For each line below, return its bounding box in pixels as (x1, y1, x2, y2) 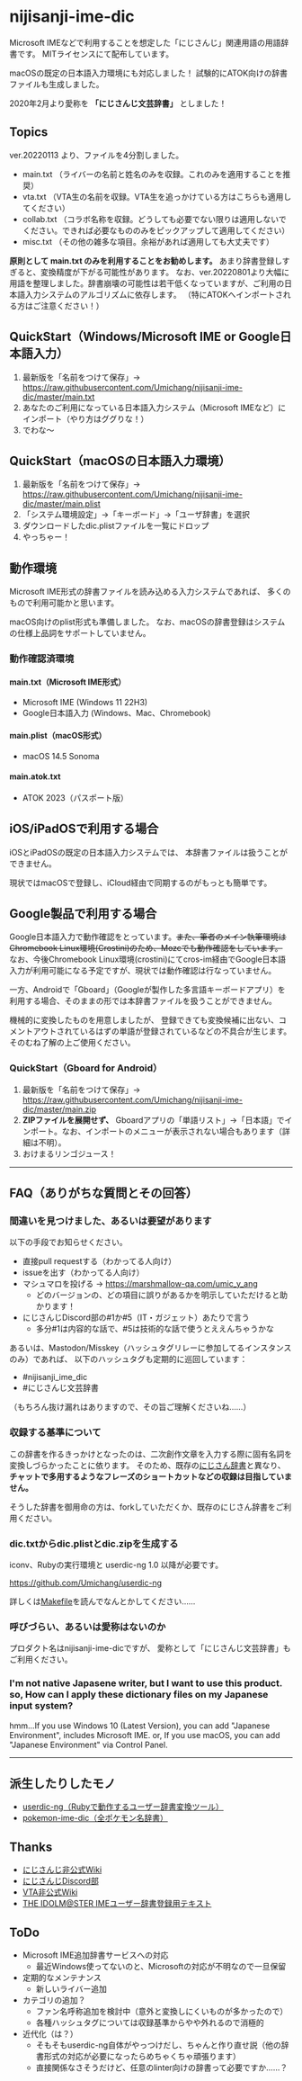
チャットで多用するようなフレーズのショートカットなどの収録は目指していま (9, 1471, 292, 1482)
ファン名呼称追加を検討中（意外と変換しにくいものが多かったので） (35, 2005, 289, 2016)
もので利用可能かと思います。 (9, 597, 120, 608)
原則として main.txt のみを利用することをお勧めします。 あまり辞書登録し (9, 255, 283, 266)
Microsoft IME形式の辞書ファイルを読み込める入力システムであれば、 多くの (9, 587, 291, 597)
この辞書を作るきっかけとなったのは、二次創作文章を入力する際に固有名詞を (9, 1449, 293, 1459)
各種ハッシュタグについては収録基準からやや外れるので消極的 (35, 2017, 264, 2028)
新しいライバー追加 (35, 1983, 108, 1994)
